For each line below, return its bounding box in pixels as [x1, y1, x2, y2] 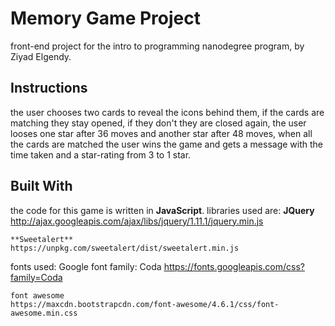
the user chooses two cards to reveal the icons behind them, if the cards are [10, 106, 325, 118]
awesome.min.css [10, 308, 78, 318]
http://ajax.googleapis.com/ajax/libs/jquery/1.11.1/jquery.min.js [10, 215, 264, 227]
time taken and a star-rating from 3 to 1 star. [10, 148, 192, 161]
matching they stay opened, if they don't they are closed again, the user [10, 117, 307, 129]
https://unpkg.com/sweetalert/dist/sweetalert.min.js [10, 243, 240, 253]
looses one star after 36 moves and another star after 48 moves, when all [10, 127, 313, 139]
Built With [10, 178, 73, 195]
